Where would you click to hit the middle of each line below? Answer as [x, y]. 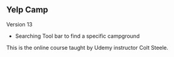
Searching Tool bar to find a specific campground [77, 36]
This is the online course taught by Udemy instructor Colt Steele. [87, 47]
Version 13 [19, 24]
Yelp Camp [27, 10]
